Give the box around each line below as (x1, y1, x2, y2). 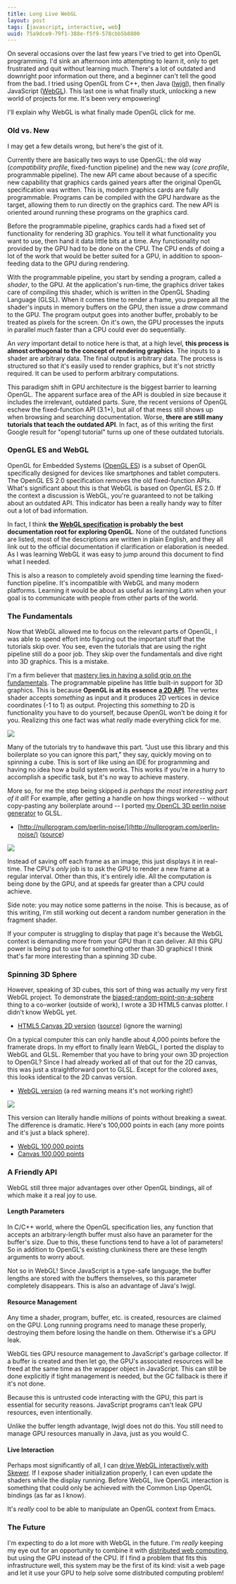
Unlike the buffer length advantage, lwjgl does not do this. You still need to (7, 1422, 223, 1430)
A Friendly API (7, 1168, 58, 1177)
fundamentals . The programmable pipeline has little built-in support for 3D (7, 678, 223, 687)
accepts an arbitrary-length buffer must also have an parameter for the (7, 1230, 213, 1239)
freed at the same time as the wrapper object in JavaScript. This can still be (7, 1364, 227, 1373)
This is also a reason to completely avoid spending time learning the (7, 571, 205, 580)
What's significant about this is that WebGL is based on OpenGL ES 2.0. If (7, 484, 221, 492)
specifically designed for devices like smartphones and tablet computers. (7, 469, 221, 477)
